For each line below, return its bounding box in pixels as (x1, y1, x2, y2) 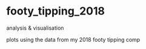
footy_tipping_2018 (6, 4, 105, 18)
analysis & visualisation (6, 24, 64, 31)
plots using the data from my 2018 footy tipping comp (6, 36, 141, 43)
